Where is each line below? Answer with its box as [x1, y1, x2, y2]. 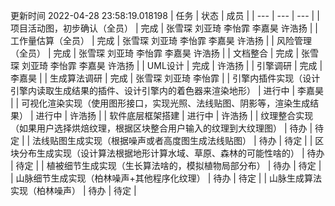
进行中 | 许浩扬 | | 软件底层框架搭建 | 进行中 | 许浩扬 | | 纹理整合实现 [35, 110, 314, 121]
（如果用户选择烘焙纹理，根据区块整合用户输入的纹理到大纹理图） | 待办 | [10, 122, 313, 134]
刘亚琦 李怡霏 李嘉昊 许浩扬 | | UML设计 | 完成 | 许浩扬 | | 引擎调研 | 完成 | [21, 60, 323, 71]
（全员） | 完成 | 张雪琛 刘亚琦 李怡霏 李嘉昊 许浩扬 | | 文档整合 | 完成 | [10, 47, 300, 59]
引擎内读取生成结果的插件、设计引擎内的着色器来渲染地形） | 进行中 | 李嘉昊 [10, 85, 325, 96]
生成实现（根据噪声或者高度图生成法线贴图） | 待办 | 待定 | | [67, 135, 313, 146]
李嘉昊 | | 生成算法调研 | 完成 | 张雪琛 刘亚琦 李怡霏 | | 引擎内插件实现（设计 [10, 72, 321, 84]
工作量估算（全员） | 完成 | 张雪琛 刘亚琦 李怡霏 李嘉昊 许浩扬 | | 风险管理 [10, 35, 312, 46]
